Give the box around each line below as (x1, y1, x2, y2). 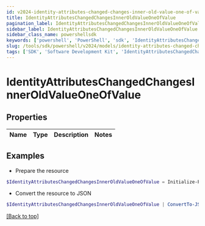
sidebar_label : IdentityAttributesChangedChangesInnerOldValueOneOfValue (6, 26, 198, 32)
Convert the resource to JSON (15, 190, 92, 197)
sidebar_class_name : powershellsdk (6, 32, 97, 38)
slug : (6, 43, 20, 49)
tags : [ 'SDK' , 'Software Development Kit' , (6, 49, 119, 55)
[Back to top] (6, 213, 39, 220)
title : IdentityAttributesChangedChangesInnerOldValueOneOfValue (6, 15, 176, 21)
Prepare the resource (15, 167, 69, 174)
